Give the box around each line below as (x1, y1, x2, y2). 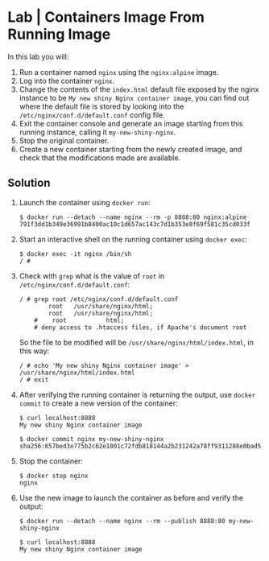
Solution (7, 176, 51, 190)
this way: (19, 346, 50, 356)
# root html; (34, 316, 125, 324)
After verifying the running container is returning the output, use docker (19, 390, 256, 399)
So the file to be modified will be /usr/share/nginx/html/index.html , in (19, 337, 255, 347)
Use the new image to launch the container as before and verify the (19, 493, 243, 502)
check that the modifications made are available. (19, 153, 181, 163)
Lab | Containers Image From (7, 8, 205, 27)
